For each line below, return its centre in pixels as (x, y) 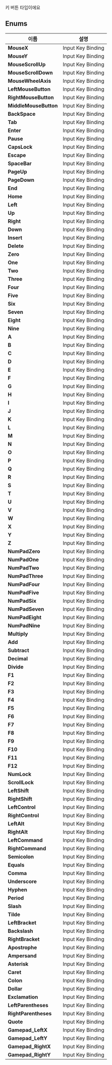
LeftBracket (22, 922)
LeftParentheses (28, 1005)
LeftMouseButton (29, 89)
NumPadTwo (23, 568)
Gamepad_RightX (30, 1046)
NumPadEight (25, 617)
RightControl (23, 815)
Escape (17, 155)
